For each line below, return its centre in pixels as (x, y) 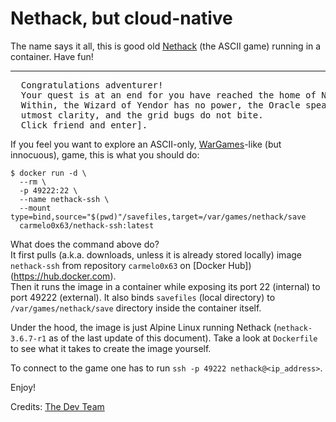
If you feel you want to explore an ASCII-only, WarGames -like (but (146, 144)
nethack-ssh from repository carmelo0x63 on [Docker (118, 265)
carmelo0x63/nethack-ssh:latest (87, 225)
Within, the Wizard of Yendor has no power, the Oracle (160, 105)
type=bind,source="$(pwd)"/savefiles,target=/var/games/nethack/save (158, 217)
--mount (35, 208)
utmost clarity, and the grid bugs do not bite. (142, 115)
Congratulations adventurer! (92, 85)
